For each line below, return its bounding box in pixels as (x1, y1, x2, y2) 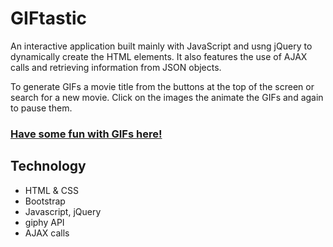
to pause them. (10, 102, 73, 114)
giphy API (24, 216, 65, 228)
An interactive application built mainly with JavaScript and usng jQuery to (10, 40, 313, 52)
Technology (10, 158, 87, 175)
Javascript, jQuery (24, 205, 102, 217)
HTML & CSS (24, 184, 79, 196)
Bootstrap (24, 195, 66, 207)
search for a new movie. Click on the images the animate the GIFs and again (10, 91, 324, 103)
